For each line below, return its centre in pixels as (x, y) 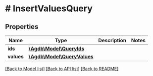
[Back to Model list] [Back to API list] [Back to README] (62, 69)
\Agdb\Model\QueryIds (56, 49)
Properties (22, 27)
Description (112, 40)
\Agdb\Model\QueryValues (61, 57)
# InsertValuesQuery (49, 9)
